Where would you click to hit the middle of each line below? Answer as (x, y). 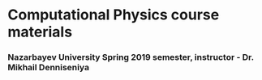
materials (40, 32)
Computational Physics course (114, 15)
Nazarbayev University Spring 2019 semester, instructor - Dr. (131, 57)
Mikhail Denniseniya (49, 68)
